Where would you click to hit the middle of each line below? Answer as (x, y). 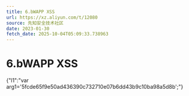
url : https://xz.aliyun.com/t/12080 (52, 17)
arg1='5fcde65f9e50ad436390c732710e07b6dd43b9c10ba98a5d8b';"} (95, 87)
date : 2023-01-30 (28, 28)
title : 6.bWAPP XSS (31, 12)
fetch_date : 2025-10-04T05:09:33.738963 (58, 34)
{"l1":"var (17, 80)
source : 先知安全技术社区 (35, 23)
